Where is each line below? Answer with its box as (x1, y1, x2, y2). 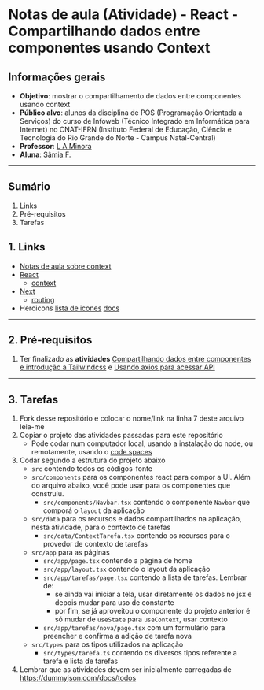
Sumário (8, 180, 51, 194)
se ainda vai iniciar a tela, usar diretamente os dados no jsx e (54, 589, 252, 599)
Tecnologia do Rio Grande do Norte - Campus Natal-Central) (19, 133, 216, 143)
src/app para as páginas (31, 547, 110, 557)
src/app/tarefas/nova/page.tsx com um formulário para (42, 623, 225, 632)
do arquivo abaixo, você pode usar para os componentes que (31, 480, 231, 490)
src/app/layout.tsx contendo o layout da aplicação (42, 565, 211, 574)
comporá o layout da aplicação (42, 506, 145, 515)
